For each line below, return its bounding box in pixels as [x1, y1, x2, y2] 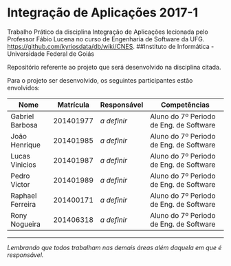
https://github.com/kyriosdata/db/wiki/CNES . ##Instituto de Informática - [7, 42, 214, 50]
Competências [160, 100, 210, 110]
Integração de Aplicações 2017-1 [7, 5, 199, 21]
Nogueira [10, 219, 41, 229]
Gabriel [10, 112, 34, 121]
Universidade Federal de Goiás [7, 50, 95, 58]
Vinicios [10, 160, 36, 170]
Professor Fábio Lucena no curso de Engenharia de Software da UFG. [7, 34, 205, 43]
